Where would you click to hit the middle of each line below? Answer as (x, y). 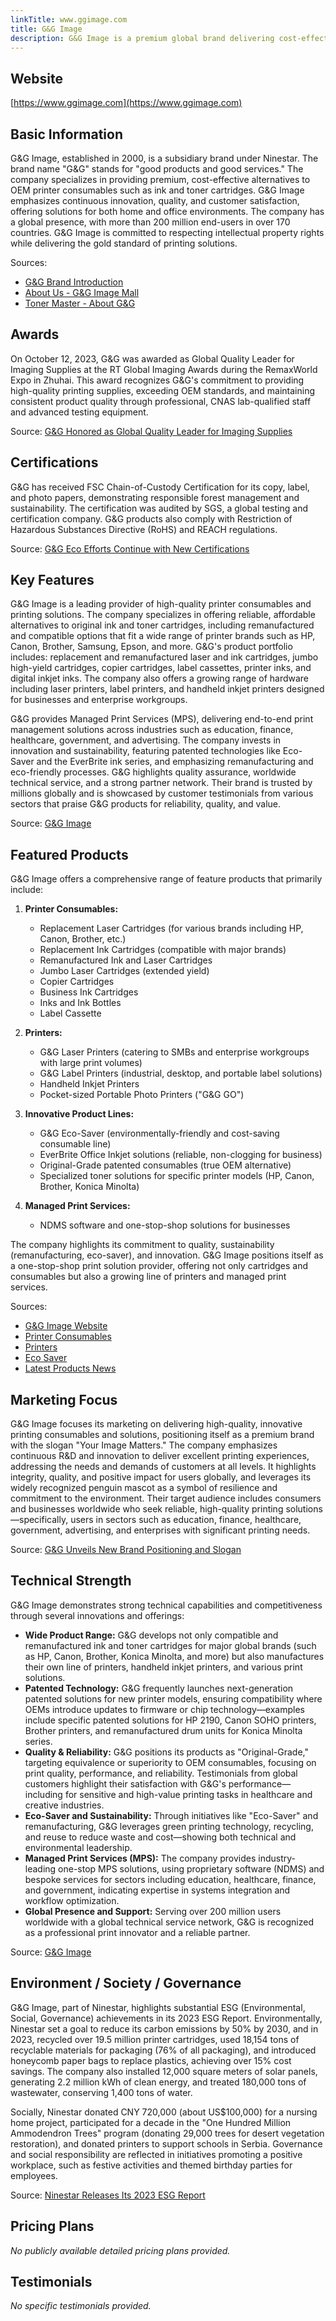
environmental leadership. (78, 1847)
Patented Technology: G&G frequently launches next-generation (159, 1688)
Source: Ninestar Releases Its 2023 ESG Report (108, 2195)
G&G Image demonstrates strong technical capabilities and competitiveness (166, 1605)
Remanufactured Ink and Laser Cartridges (126, 960)
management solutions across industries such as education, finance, (152, 730)
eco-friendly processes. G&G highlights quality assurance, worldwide (153, 772)
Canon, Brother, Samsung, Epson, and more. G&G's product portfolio (151, 647)
